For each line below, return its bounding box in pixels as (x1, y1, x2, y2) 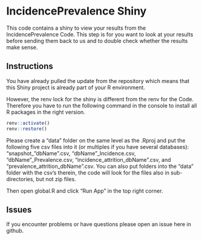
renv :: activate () (6, 120, 50, 126)
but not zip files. (36, 175, 77, 182)
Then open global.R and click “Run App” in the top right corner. (6, 187, 163, 195)
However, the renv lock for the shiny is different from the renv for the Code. (6, 95, 194, 102)
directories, (6, 175, 35, 182)
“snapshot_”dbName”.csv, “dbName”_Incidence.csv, (6, 150, 136, 157)
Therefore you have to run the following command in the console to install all (6, 102, 197, 109)
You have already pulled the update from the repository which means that (6, 77, 190, 84)
